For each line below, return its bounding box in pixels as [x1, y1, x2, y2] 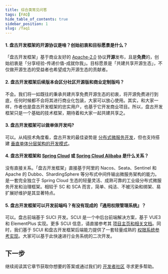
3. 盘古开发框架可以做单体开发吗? [5, 122, 74, 128]
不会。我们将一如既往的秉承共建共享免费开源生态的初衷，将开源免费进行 [5, 91, 154, 97]
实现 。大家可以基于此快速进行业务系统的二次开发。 [9, 233, 115, 239]
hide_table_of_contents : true [5, 16, 68, 21]
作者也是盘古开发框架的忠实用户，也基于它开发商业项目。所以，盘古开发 [13, 103, 163, 109]
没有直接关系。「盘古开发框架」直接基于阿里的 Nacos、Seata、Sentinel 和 [5, 164, 156, 170]
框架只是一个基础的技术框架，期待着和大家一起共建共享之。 [5, 109, 128, 115]
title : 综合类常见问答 [5, 7, 47, 12]
